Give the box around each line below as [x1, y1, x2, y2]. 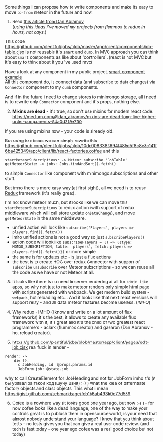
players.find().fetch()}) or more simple [12, 249, 96, 254]
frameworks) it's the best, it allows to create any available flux [12, 314, 136, 320]
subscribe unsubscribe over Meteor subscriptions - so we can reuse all [12, 264, 154, 270]
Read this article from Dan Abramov [12, 19, 84, 24]
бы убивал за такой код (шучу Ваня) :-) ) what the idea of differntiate [5, 381, 145, 386]
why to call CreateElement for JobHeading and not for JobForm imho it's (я [5, 375, 156, 381]
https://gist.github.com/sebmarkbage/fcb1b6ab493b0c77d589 [5, 391, 131, 397]
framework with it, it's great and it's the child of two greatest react [12, 320, 145, 325]
